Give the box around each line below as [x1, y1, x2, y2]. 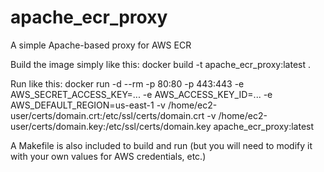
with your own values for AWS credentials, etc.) [10, 150, 207, 162]
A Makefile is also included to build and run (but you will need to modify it [10, 139, 313, 151]
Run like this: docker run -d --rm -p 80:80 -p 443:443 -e [10, 77, 245, 90]
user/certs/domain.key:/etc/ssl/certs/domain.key [10, 120, 212, 132]
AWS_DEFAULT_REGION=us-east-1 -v [10, 99, 166, 111]
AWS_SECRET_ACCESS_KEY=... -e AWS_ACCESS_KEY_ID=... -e [10, 88, 273, 100]
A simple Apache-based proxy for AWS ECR [10, 39, 192, 51]
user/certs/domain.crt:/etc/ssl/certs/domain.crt [10, 109, 205, 121]
